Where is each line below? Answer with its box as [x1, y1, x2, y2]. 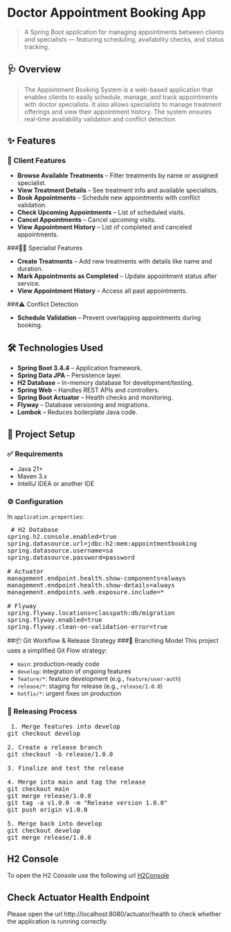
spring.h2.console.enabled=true [7, 533, 117, 541]
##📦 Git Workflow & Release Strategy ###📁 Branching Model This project [7, 637, 219, 645]
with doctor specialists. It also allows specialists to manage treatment [24, 100, 222, 108]
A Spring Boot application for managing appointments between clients [24, 28, 225, 36]
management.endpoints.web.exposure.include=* [7, 588, 165, 596]
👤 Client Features [7, 156, 66, 166]
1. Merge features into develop [10, 723, 121, 730]
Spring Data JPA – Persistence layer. [17, 371, 122, 379]
